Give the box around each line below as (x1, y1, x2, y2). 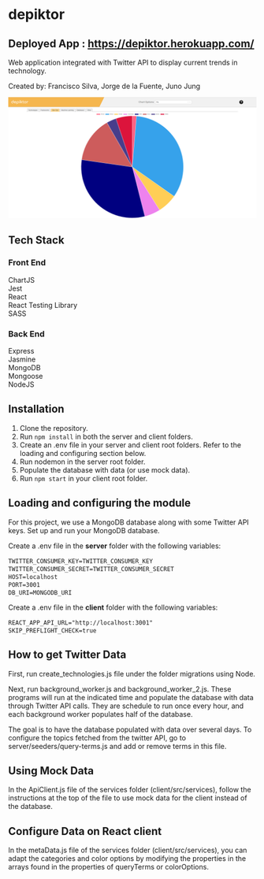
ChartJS (8, 275, 35, 284)
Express (8, 347, 35, 356)
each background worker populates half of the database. (8, 709, 193, 718)
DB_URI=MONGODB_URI (8, 588, 73, 596)
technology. (8, 66, 47, 76)
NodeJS (8, 380, 35, 389)
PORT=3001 (8, 580, 41, 588)
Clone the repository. (19, 423, 88, 432)
